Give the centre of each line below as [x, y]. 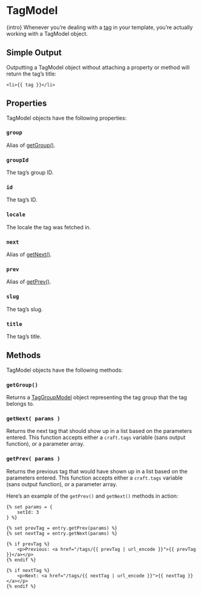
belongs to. [20, 404]
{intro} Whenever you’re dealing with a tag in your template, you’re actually [100, 27]
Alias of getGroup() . [31, 145]
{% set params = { [29, 507]
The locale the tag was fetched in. [49, 227]
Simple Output [34, 53]
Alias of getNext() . [29, 255]
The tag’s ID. [22, 200]
